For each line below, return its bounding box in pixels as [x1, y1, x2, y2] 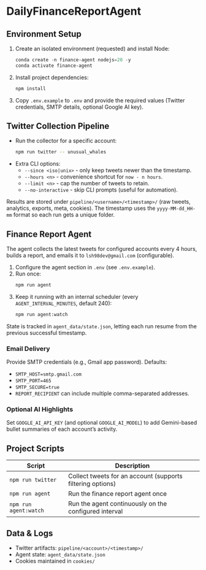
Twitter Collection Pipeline [6, 121, 110, 131]
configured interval [68, 507, 123, 516]
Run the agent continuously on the [68, 499, 167, 508]
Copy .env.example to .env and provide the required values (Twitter [15, 96, 185, 104]
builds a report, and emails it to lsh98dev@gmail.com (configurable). [6, 252, 175, 259]
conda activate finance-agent [15, 63, 93, 69]
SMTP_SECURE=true [15, 385, 60, 391]
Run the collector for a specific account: [15, 137, 117, 145]
